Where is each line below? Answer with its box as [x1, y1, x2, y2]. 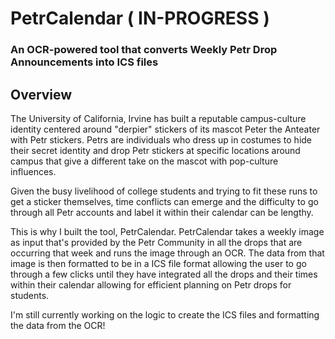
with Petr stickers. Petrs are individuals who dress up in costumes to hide [10, 133, 313, 146]
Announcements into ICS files [10, 55, 159, 69]
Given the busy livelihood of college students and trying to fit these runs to [10, 185, 318, 197]
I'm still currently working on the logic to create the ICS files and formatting [10, 308, 320, 321]
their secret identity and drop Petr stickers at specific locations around [10, 144, 301, 156]
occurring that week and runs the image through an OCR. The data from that [10, 247, 325, 259]
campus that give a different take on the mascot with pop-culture [10, 155, 279, 167]
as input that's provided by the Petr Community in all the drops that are [10, 236, 303, 248]
